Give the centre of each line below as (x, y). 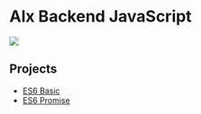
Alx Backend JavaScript (100, 17)
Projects (33, 69)
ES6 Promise (46, 100)
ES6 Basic (41, 91)
